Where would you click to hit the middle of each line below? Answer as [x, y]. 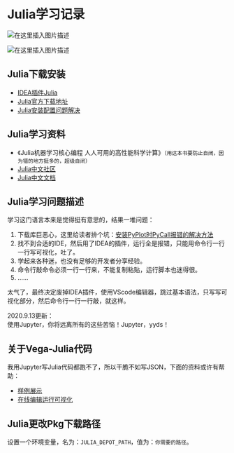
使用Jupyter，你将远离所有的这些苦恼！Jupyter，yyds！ [88, 325]
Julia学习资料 [36, 134]
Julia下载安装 [36, 74]
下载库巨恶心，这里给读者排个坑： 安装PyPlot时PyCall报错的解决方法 [115, 235]
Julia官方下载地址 [43, 101]
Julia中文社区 [36, 168]
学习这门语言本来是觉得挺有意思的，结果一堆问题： [81, 220]
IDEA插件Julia [37, 93]
